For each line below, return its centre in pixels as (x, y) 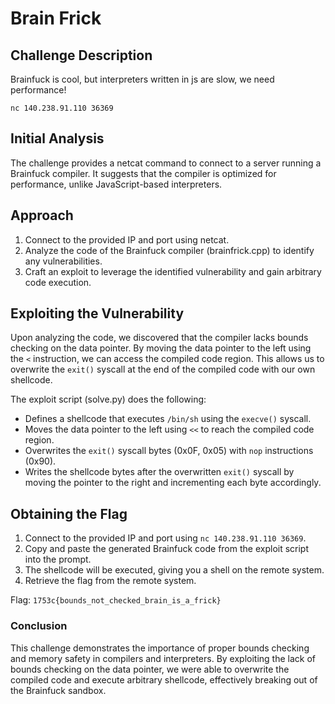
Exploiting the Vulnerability (97, 313)
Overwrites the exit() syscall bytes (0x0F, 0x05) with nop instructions (169, 451)
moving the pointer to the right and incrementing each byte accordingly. (173, 483)
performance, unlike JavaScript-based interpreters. (116, 184)
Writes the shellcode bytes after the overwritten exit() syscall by (159, 472)
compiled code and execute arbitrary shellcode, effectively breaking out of (164, 679)
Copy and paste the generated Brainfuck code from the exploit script (167, 549)
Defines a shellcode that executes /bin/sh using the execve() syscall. (168, 419)
